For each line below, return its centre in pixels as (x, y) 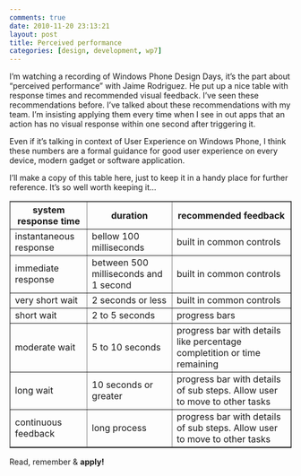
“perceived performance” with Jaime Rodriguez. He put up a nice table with (149, 86)
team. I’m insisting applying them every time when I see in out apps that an (147, 115)
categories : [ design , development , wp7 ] (86, 51)
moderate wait (45, 348)
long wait (34, 391)
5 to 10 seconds (126, 348)
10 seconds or (123, 385)
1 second (112, 285)
